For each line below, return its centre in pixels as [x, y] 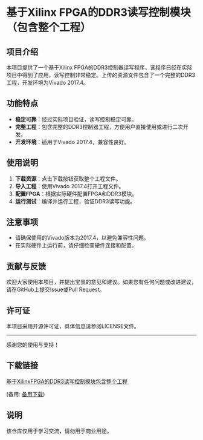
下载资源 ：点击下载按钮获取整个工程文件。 [68, 179]
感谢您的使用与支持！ [33, 345]
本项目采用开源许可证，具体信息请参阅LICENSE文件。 [73, 326]
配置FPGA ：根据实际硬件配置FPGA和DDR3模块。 [76, 194]
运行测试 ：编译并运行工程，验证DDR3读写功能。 [75, 201]
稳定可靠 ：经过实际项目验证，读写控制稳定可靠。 [76, 119]
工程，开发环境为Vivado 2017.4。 [47, 83]
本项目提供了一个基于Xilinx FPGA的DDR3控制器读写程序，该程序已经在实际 [99, 67]
